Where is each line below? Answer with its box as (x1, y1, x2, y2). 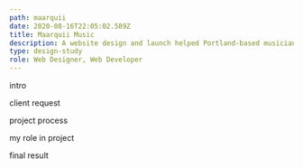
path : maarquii (9, 13, 67, 23)
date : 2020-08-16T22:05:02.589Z (9, 22, 131, 31)
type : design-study (9, 47, 83, 56)
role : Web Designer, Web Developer (9, 55, 143, 64)
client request (9, 98, 60, 108)
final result (9, 150, 50, 161)
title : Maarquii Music (9, 30, 95, 39)
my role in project (9, 133, 75, 143)
